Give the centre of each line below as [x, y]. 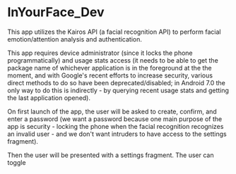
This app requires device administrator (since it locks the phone [100, 53]
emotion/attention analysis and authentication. [75, 39]
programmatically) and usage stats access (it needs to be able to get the [113, 60]
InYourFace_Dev [56, 12]
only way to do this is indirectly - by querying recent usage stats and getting [118, 90]
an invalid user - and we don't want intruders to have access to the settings [117, 134]
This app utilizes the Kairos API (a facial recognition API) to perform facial [114, 32]
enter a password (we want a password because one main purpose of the [115, 119]
